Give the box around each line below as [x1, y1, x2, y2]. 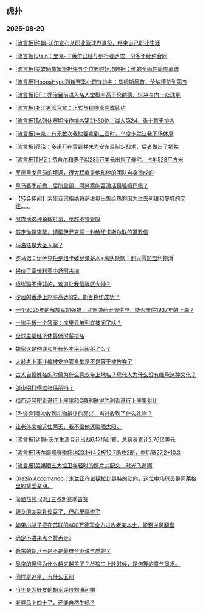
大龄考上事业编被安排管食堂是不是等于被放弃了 [15, 358, 132, 365]
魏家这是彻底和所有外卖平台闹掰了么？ [15, 345, 111, 352]
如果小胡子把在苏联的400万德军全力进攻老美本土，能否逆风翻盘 [15, 521, 175, 528]
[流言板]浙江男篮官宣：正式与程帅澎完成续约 [15, 104, 126, 111]
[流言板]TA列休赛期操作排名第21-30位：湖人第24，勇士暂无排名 [15, 117, 175, 124]
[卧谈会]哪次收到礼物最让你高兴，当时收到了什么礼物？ [15, 409, 153, 417]
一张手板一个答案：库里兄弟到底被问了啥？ [15, 319, 122, 326]
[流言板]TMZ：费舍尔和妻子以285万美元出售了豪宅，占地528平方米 [15, 156, 184, 163]
